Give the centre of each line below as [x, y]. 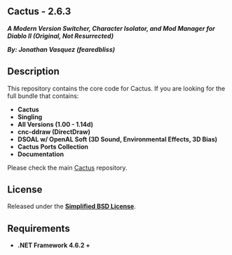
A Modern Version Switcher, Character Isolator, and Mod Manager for [111, 28]
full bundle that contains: [43, 96]
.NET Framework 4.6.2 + [54, 245]
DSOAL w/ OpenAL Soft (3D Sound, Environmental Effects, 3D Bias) [117, 139]
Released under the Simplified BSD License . [72, 207]
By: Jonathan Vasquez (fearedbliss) [61, 49]
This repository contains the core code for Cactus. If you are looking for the [116, 88]
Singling [30, 117]
